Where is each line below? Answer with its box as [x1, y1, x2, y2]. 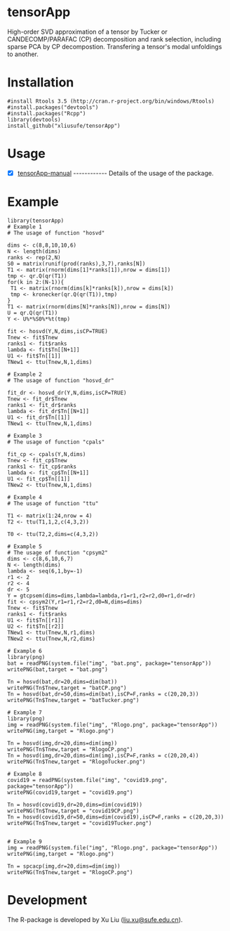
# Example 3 [7, 432, 42, 439]
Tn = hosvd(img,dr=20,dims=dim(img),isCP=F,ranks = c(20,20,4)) [7, 752, 199, 759]
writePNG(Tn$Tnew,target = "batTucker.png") [7, 696, 140, 703]
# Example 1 [7, 223, 42, 230]
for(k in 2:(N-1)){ [7, 278, 65, 285]
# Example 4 [7, 493, 42, 501]
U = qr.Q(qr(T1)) [7, 309, 58, 316]
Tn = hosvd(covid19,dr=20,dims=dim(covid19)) [7, 801, 142, 808]
